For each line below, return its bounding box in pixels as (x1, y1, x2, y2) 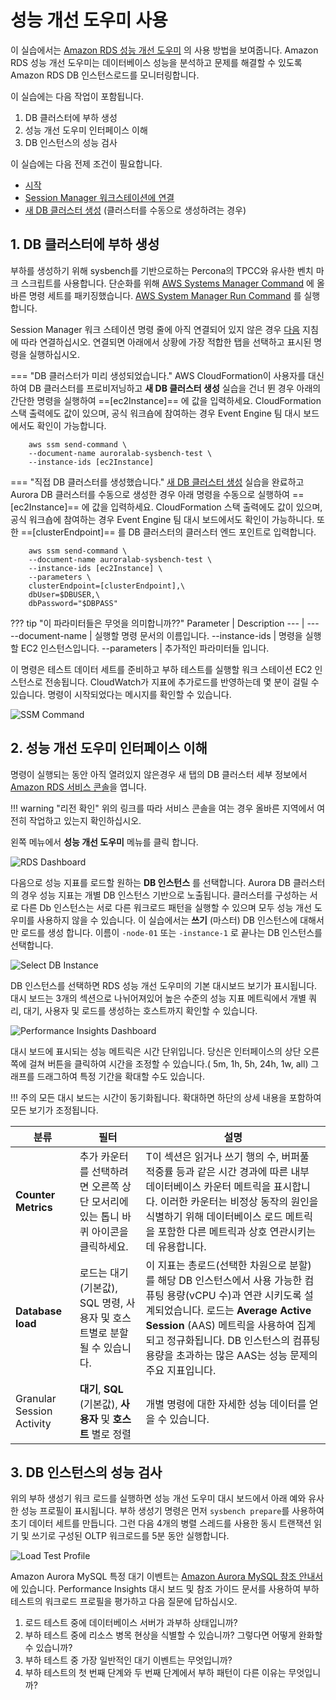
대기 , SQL (79, 1382, 124, 1396)
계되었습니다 (145, 1303, 202, 1317)
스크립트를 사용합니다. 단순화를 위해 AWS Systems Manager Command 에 (20, 277, 315, 289)
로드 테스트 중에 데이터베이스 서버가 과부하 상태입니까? (24, 1617, 238, 1629)
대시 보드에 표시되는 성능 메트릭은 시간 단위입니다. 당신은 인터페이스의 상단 (10, 1045, 302, 1057)
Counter (15, 1187, 56, 1201)
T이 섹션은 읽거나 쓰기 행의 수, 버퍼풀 (145, 1149, 310, 1163)
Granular (15, 1391, 57, 1405)
